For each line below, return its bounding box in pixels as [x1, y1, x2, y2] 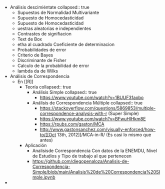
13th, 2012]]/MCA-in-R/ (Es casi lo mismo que [57, 132, 151, 137]
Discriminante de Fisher [17, 57, 66, 63]
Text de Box [17, 36, 42, 42]
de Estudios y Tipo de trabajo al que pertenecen [32, 153, 131, 159]
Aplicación [24, 142, 47, 148]
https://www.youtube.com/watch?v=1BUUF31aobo [39, 94, 144, 100]
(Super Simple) [108, 110, 139, 116]
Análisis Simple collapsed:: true [32, 89, 97, 95]
